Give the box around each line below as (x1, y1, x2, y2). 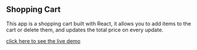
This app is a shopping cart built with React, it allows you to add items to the (6, 20, 192, 27)
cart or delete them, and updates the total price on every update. (6, 26, 164, 33)
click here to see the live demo (6, 37, 81, 44)
